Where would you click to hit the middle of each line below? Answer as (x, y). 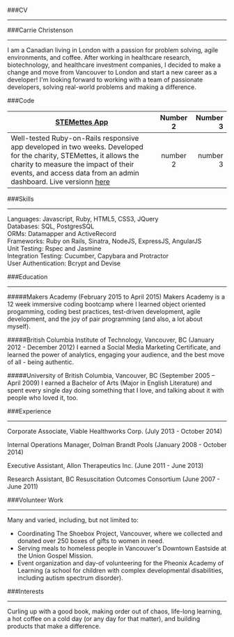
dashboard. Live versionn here (60, 182)
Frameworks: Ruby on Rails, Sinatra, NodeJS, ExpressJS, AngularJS (104, 241)
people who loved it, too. (43, 398)
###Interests (25, 591)
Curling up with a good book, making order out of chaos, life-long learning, (115, 611)
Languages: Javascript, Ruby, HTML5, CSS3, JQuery (83, 219)
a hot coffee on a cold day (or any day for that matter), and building (104, 619)
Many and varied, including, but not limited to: (73, 520)
